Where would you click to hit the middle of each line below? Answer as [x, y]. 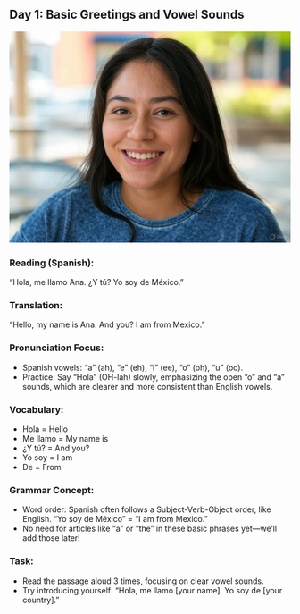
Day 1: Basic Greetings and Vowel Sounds [127, 15]
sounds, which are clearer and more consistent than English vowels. [147, 386]
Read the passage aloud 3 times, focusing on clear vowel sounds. [143, 581]
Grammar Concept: [52, 490]
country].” [41, 600]
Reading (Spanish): [52, 263]
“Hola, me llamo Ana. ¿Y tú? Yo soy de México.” [97, 282]
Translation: [36, 306]
